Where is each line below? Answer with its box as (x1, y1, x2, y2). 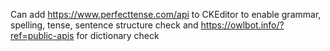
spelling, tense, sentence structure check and (10, 19, 199, 31)
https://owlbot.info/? (200, 19, 285, 31)
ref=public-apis (10, 30, 75, 41)
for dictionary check (76, 30, 160, 41)
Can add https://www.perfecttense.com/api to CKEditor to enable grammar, (10, 9, 322, 20)
